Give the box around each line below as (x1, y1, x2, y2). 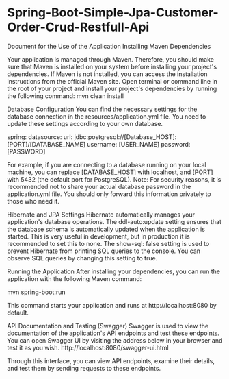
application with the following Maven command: (7, 274, 142, 282)
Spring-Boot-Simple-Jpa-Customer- (7, 5, 219, 21)
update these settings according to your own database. (7, 119, 163, 127)
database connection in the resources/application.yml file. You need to (7, 112, 206, 121)
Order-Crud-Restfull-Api (7, 19, 150, 35)
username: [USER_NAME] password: (87, 140, 191, 148)
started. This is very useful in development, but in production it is (7, 232, 190, 241)
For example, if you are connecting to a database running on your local (7, 160, 206, 169)
